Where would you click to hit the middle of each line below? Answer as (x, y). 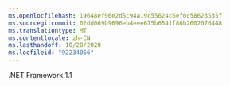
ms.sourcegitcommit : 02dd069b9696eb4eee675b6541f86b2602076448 (115, 23)
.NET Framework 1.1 (41, 75)
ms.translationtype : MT (48, 30)
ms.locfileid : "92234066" (51, 53)
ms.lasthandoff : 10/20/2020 (55, 45)
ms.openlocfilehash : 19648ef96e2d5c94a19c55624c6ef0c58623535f (115, 16)
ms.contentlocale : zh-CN (49, 38)
